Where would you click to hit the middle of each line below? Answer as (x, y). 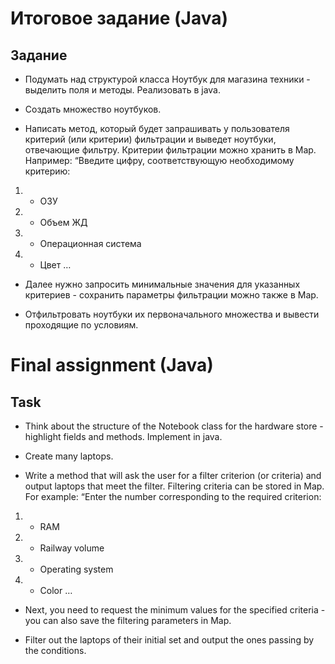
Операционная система (90, 243)
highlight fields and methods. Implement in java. (123, 436)
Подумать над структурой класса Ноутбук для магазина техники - (167, 79)
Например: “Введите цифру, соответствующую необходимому (159, 160)
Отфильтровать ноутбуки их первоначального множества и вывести (172, 314)
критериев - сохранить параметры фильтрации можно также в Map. (171, 295)
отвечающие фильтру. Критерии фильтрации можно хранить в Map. (170, 150)
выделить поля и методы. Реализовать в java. (122, 90)
